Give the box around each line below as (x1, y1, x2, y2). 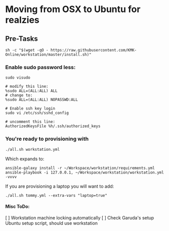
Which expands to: (5, 155, 45, 162)
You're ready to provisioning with (5, 135, 89, 142)
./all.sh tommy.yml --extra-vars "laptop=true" (5, 193, 108, 198)
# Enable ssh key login (5, 106, 56, 111)
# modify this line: (5, 84, 49, 89)
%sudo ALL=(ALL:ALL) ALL (5, 88, 58, 94)
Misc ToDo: (5, 203, 30, 210)
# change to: (5, 93, 33, 98)
